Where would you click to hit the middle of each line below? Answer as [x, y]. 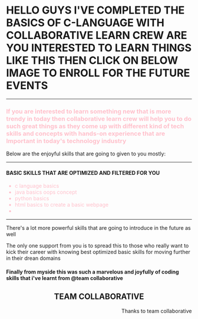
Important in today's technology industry [66, 141]
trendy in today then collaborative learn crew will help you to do [99, 119]
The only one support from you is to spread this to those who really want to [98, 246]
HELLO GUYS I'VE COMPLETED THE [95, 10]
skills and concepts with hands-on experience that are [86, 134]
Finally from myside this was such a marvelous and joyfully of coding [93, 272]
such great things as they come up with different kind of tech [95, 126]
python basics [32, 198]
